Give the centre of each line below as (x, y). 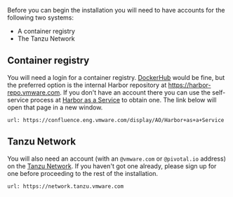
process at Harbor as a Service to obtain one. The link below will (124, 100)
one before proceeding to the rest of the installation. (83, 173)
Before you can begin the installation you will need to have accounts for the (116, 10)
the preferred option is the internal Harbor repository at (87, 85)
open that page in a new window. (55, 107)
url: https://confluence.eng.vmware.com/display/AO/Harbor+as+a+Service (116, 120)
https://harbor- (189, 85)
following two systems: (40, 18)
